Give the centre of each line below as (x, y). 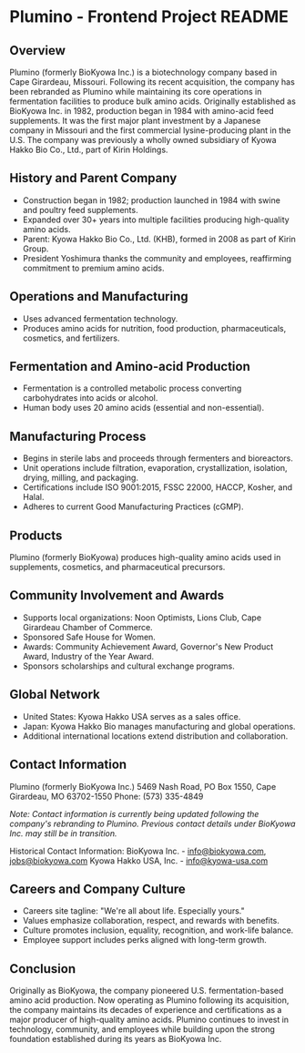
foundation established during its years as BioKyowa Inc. (116, 1039)
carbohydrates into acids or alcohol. (90, 398)
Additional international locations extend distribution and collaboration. (155, 736)
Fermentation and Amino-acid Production (130, 367)
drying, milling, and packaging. (81, 478)
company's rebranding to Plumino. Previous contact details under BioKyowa (152, 823)
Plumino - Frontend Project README (149, 17)
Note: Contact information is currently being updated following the (134, 813)
